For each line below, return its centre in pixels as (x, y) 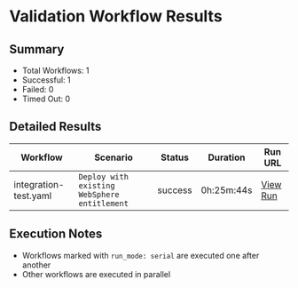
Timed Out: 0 (46, 99)
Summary (37, 49)
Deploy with (103, 176)
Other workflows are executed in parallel (96, 274)
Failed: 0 (38, 89)
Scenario (114, 157)
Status (175, 157)
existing (97, 185)
